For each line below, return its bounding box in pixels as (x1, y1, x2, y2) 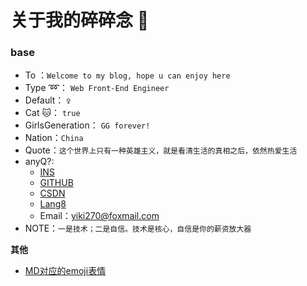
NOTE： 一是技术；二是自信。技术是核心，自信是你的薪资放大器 (24, 222, 252, 235)
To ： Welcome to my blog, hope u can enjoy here (24, 69, 231, 81)
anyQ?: (24, 156, 55, 168)
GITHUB (39, 177, 74, 189)
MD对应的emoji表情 (24, 265, 107, 277)
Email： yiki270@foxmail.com (39, 210, 160, 222)
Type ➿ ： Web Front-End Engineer (24, 82, 170, 94)
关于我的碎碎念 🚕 (10, 9, 150, 32)
